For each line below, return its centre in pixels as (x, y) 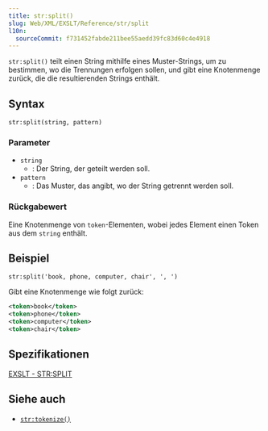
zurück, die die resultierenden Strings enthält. (84, 78)
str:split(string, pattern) (56, 123)
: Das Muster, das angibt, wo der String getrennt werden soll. (133, 186)
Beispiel (29, 259)
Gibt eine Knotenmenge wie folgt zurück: (76, 292)
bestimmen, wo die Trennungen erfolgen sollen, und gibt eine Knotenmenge (134, 70)
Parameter (29, 142)
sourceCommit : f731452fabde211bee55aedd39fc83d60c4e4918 (113, 38)
